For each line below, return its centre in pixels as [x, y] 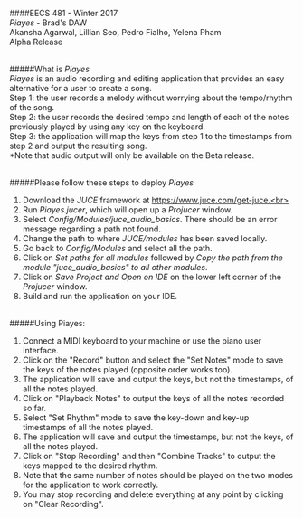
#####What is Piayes [50, 69]
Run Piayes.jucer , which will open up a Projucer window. [128, 210]
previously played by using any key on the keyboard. [108, 127]
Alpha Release [36, 42]
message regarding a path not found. [91, 229]
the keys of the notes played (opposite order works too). [128, 369]
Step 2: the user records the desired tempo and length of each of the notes [149, 117]
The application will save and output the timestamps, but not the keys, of [158, 437]
